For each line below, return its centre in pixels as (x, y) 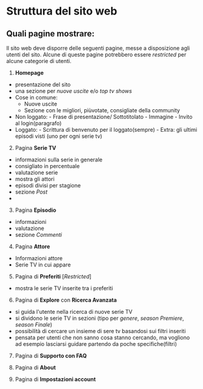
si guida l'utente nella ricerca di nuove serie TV (74, 312)
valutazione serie (37, 172)
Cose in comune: (36, 97)
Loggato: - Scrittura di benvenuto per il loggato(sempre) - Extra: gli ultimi (106, 130)
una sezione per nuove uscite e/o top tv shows (73, 91)
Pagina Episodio (35, 210)
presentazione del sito (43, 84)
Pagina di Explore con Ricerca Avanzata (66, 300)
